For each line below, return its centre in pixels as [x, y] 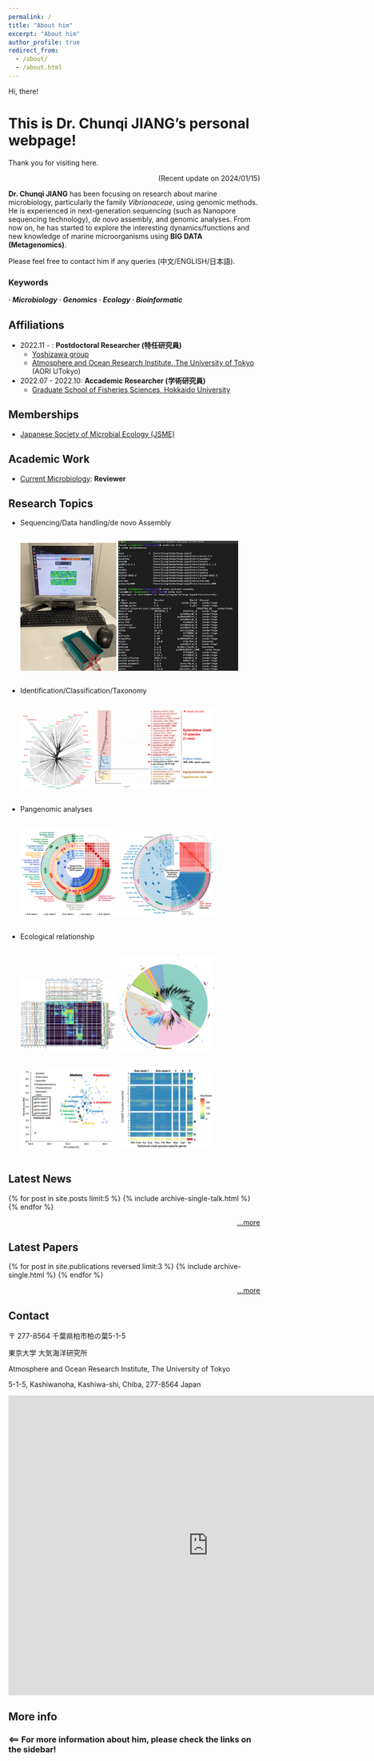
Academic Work [49, 459]
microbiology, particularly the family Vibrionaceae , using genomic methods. [133, 202]
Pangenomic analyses [56, 809]
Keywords [28, 282]
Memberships [44, 415]
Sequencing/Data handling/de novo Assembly [95, 523]
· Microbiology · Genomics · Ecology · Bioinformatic [95, 300]
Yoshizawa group [60, 354]
